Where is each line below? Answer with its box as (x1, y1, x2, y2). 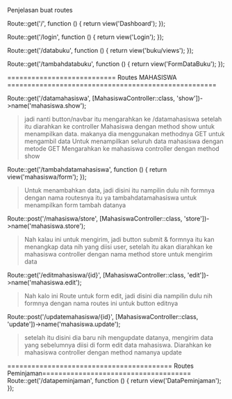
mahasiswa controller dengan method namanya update (24, 348, 182, 357)
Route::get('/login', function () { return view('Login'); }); (7, 33, 165, 41)
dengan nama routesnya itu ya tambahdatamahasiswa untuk (24, 194, 197, 202)
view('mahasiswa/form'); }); (7, 173, 87, 181)
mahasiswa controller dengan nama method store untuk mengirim (24, 250, 213, 258)
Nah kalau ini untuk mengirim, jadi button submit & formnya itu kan (24, 236, 215, 243)
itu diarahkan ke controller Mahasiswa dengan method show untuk (24, 122, 215, 131)
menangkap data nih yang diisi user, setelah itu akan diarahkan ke (24, 243, 213, 251)
